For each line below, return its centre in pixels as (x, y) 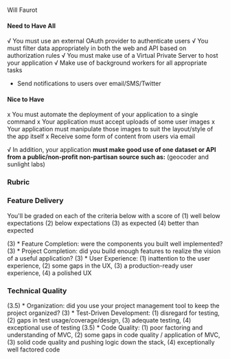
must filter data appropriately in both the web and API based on (97, 48)
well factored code (34, 349)
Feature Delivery (35, 201)
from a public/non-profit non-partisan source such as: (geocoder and (108, 157)
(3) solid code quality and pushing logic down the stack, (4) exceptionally (111, 342)
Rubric (19, 182)
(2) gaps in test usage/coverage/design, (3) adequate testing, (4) (99, 320)
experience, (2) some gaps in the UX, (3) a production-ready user (100, 265)
